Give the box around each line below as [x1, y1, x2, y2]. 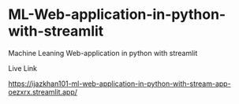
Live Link [8, 63, 38, 72]
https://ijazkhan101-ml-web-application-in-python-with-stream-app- [8, 79, 231, 88]
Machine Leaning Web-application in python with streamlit [8, 48, 198, 58]
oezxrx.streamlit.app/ [8, 87, 77, 96]
